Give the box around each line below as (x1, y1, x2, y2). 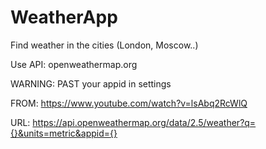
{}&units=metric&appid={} (10, 127, 118, 139)
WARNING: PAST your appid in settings (10, 77, 172, 90)
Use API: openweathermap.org (10, 58, 138, 70)
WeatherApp (10, 6, 118, 29)
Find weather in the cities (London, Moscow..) (10, 39, 199, 51)
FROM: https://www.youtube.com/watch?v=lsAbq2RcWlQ (10, 97, 248, 109)
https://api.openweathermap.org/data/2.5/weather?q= (32, 116, 257, 128)
